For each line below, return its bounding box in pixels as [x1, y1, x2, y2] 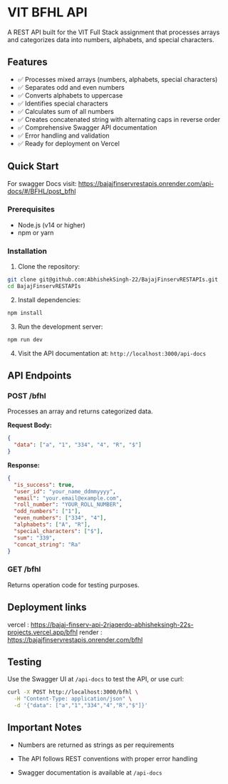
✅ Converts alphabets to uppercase [17, 91, 123, 100]
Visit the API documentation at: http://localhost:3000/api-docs [17, 349, 207, 357]
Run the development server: [17, 322, 103, 331]
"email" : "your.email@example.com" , [14, 495, 123, 502]
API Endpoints [7, 370, 72, 382]
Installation [7, 246, 48, 256]
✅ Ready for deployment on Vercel [17, 139, 120, 148]
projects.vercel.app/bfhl [7, 628, 78, 636]
